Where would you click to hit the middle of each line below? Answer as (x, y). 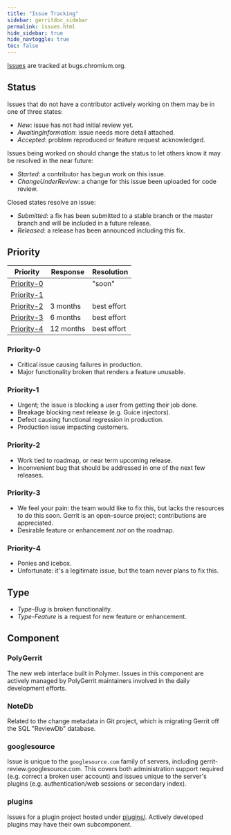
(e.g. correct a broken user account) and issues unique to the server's (107, 776)
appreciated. (35, 523)
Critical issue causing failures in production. (80, 364)
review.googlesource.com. (45, 769)
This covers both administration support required (154, 769)
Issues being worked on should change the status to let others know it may (114, 153)
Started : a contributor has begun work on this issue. (91, 174)
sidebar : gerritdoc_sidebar (48, 20)
